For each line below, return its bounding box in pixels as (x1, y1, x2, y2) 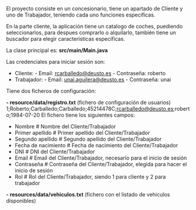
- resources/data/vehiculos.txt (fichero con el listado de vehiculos (6, 191, 170, 198)
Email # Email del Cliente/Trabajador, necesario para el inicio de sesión (14, 154, 187, 161)
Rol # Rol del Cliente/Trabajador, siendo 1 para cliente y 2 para (14, 173, 166, 180)
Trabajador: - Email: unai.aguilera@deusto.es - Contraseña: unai (14, 76, 171, 83)
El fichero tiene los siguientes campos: (41, 112, 135, 118)
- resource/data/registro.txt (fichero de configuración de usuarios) (6, 99, 171, 106)
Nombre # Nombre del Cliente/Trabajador (14, 123, 116, 130)
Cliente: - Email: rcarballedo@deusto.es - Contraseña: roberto (14, 70, 166, 76)
